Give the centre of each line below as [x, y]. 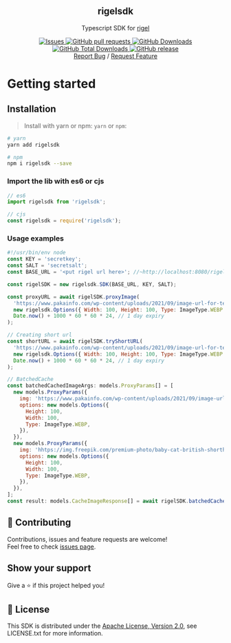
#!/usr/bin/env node [37, 253]
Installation [32, 109]
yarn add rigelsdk [33, 145]
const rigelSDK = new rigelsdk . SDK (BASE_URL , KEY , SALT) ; [92, 284]
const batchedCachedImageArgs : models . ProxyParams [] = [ [90, 386]
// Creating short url [40, 335]
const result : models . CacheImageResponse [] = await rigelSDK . [98, 501]
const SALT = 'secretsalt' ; [47, 266]
